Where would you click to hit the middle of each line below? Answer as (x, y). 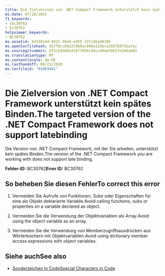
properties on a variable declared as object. (56, 206)
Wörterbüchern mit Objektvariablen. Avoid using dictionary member (80, 236)
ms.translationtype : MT (29, 55)
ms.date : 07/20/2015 (26, 14)
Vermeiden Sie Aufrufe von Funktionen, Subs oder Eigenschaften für (82, 196)
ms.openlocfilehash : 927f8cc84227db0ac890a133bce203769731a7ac (71, 46)
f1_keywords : (18, 19)
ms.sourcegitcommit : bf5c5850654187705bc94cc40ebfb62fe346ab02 (71, 51)
